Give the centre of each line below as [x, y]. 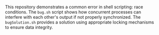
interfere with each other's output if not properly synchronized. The [73, 17]
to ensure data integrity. [29, 27]
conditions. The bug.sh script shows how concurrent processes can [73, 12]
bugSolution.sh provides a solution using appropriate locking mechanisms [80, 22]
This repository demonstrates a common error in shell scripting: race [74, 7]
